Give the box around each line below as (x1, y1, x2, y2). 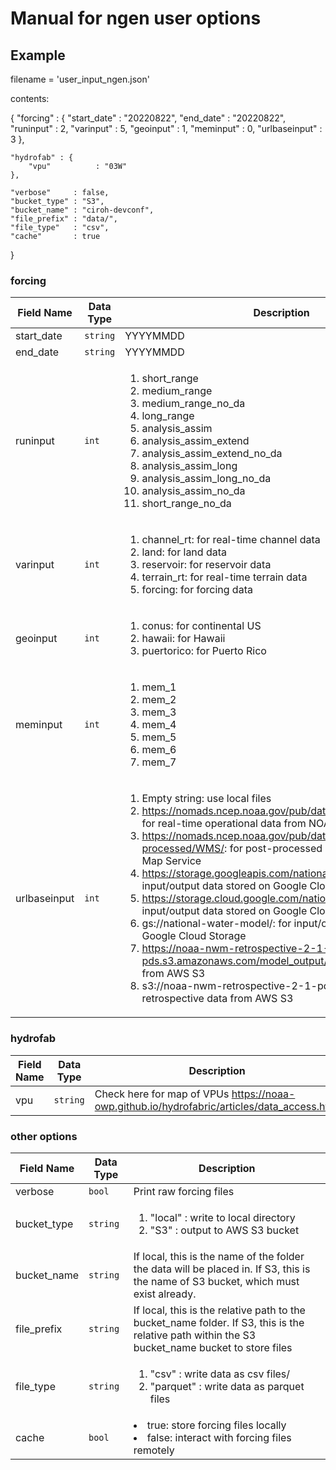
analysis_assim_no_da (141, 484, 246, 498)
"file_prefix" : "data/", (10, 214, 118, 224)
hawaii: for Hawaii (141, 632, 226, 646)
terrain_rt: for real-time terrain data (141, 570, 308, 584)
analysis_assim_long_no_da (141, 472, 272, 486)
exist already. (133, 1287, 197, 1301)
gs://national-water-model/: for (141, 917, 292, 931)
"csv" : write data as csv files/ (149, 1367, 291, 1381)
